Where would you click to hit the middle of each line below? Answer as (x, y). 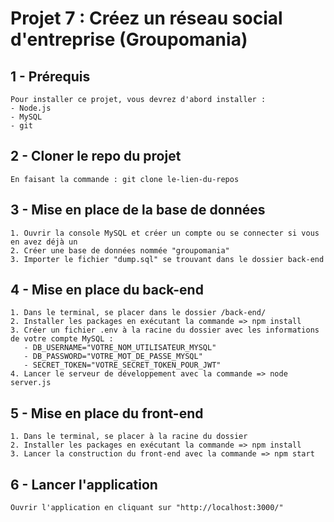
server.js (31, 383)
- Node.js (31, 108)
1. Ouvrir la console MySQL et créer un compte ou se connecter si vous (165, 233)
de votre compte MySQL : (62, 339)
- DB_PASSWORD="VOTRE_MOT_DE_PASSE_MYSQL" (113, 357)
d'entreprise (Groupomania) (129, 39)
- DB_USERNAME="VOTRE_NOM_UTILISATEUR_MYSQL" (120, 348)
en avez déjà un (44, 242)
